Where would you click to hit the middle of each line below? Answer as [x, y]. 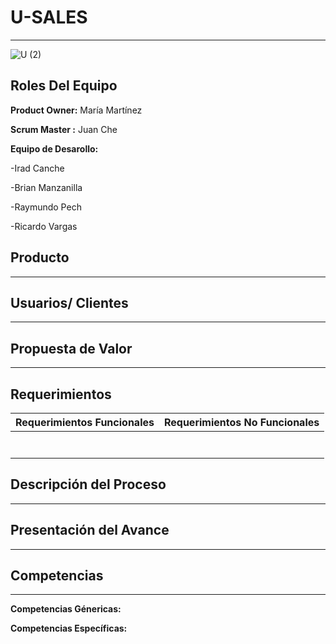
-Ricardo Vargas [44, 226]
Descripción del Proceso [88, 484]
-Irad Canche [37, 168]
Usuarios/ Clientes [69, 302]
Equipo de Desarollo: [54, 148]
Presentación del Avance [90, 530]
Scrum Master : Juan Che [64, 129]
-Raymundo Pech [46, 207]
